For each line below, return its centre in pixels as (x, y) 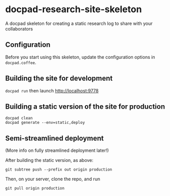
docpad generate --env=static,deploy (45, 123)
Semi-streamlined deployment (55, 138)
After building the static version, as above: (49, 160)
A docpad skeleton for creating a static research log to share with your (79, 23)
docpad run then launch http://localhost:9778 (52, 90)
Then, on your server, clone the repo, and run (53, 179)
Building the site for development (59, 78)
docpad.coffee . (21, 62)
